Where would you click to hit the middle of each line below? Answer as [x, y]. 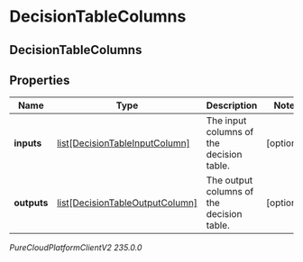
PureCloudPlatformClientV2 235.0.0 [76, 248]
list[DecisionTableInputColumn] [124, 143]
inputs [28, 143]
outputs [31, 203]
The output [230, 180]
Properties [40, 80]
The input [226, 121]
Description [232, 105]
